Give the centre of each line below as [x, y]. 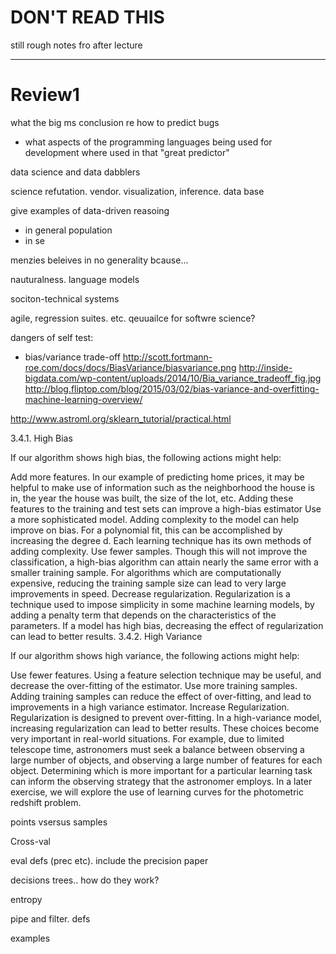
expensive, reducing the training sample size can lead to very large [148, 583]
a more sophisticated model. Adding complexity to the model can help [155, 519]
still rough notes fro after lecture [76, 45]
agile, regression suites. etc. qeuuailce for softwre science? [133, 318]
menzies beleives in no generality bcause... [99, 260]
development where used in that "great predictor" [127, 152]
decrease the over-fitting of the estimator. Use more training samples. [154, 685]
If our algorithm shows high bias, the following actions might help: [146, 457]
